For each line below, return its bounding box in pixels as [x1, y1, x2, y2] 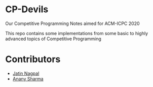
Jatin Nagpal [12, 70, 40, 76]
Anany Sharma [12, 75, 44, 82]
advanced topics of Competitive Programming [5, 36, 101, 42]
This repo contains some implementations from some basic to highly [5, 30, 148, 36]
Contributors [5, 53, 61, 65]
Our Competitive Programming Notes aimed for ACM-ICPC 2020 [5, 20, 140, 26]
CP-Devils [5, 4, 49, 15]
